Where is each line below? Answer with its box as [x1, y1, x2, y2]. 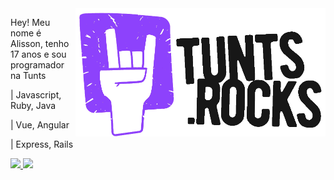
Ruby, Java [10, 100, 57, 111]
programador [10, 59, 65, 71]
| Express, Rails [10, 138, 74, 150]
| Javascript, [10, 89, 62, 101]
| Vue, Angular [10, 119, 70, 131]
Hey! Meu [10, 17, 51, 28]
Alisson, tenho [10, 38, 70, 49]
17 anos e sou [10, 48, 67, 60]
